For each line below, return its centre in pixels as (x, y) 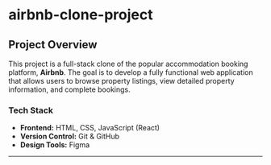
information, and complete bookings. (69, 89)
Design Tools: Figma (55, 145)
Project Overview (53, 45)
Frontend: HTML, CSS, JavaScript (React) (90, 128)
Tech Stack (31, 110)
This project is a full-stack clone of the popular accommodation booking (128, 64)
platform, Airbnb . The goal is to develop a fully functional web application (131, 72)
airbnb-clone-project (81, 15)
